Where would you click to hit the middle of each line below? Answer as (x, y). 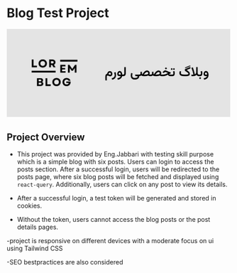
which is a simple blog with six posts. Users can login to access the (115, 162)
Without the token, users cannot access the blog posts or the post (114, 220)
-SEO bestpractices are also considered (65, 262)
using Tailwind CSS (35, 248)
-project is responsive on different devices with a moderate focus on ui (110, 241)
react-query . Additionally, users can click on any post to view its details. (122, 184)
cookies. (29, 206)
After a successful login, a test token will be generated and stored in (116, 198)
